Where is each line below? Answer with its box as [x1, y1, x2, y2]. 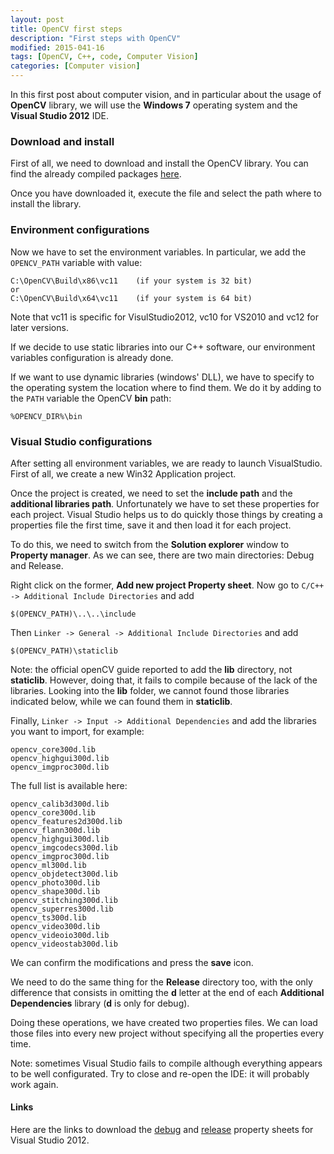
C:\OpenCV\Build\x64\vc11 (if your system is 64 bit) [10, 293, 253, 303]
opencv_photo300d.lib [10, 877, 101, 888]
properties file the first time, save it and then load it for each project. [10, 519, 292, 531]
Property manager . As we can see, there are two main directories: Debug [10, 549, 315, 561]
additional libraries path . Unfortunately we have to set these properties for [10, 497, 320, 510]
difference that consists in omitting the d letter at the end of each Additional [10, 986, 325, 998]
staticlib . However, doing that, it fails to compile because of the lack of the [10, 674, 318, 686]
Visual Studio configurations [10, 434, 153, 448]
